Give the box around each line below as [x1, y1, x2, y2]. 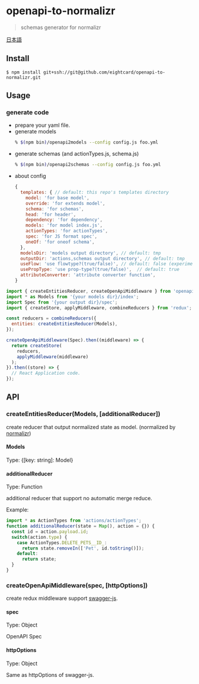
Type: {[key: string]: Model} [6, 456, 73, 464]
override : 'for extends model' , [25, 200, 105, 206]
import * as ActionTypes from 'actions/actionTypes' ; [6, 517, 142, 524]
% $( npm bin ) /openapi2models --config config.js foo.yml [14, 139, 159, 146]
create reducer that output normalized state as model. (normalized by [6, 423, 176, 430]
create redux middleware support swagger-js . [6, 594, 118, 602]
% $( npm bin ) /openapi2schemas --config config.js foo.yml [14, 162, 161, 168]
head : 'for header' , [25, 212, 76, 218]
